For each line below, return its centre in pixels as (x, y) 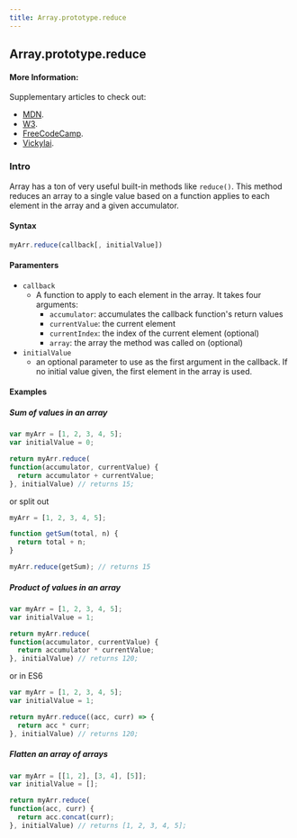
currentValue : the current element (112, 323)
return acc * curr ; (54, 725)
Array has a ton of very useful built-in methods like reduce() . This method (146, 186)
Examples (28, 392)
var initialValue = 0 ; (52, 443)
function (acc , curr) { (52, 809)
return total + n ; (52, 542)
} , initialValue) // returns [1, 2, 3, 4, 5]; (98, 825)
